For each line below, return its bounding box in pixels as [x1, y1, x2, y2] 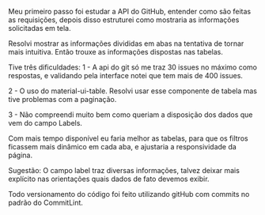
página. [8, 150, 33, 160]
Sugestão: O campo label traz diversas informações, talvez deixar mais [8, 166, 240, 175]
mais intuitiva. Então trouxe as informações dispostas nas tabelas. [8, 47, 224, 56]
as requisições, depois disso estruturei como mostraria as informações [8, 15, 240, 25]
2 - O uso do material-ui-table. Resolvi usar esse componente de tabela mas [8, 86, 258, 96]
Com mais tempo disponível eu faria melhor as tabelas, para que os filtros [8, 134, 248, 143]
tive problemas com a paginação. [8, 95, 117, 104]
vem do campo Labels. [8, 119, 83, 127]
